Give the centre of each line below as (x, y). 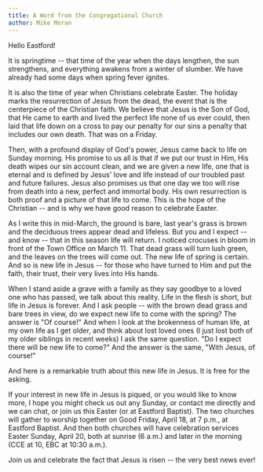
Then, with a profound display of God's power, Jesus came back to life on (128, 149)
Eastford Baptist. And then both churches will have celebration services (124, 428)
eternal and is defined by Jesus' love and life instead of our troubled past (126, 175)
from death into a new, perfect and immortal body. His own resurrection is (128, 191)
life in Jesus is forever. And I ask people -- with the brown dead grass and (128, 305)
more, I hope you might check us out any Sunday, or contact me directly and (132, 403)
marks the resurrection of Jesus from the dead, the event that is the (118, 101)
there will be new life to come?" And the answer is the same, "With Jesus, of (131, 347)
